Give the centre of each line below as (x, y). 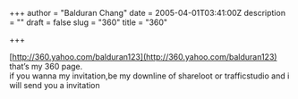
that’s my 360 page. (46, 66)
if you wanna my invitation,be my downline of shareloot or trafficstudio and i (149, 76)
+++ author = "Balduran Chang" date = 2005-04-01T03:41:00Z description (148, 13)
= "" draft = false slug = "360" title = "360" (89, 22)
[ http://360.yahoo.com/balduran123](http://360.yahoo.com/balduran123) (143, 57)
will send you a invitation (55, 85)
